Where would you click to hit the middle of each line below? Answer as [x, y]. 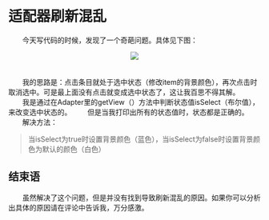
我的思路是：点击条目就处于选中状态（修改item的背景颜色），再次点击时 [140, 82]
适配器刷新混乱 [58, 16]
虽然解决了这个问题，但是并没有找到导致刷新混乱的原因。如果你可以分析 [141, 198]
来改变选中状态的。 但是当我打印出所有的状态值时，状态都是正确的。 [128, 112]
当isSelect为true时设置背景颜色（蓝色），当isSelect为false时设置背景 [141, 139]
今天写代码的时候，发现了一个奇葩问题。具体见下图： [110, 40]
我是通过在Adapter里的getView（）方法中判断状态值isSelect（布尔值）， [141, 102]
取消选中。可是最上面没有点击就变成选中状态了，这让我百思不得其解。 [124, 92]
